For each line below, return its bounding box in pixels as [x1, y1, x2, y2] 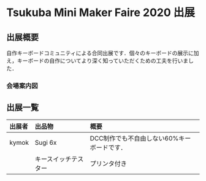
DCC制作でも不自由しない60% [90, 134, 179, 142]
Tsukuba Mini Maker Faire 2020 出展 [6, 6, 195, 20]
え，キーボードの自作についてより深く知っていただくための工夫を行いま [6, 57, 189, 64]
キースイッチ [34, 155, 72, 163]
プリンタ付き [90, 159, 127, 168]
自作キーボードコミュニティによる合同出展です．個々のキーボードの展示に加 [6, 50, 199, 56]
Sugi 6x [34, 138, 57, 147]
